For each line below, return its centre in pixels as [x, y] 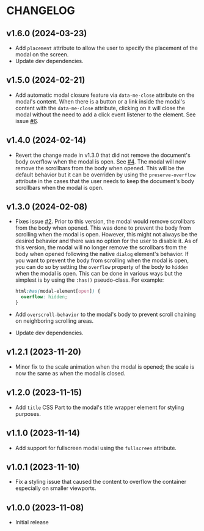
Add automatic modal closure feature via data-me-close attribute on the [105, 95]
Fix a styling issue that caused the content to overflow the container [101, 482]
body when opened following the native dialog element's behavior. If [102, 254]
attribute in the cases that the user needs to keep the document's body [104, 181]
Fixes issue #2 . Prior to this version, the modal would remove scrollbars [105, 222]
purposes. [28, 413]
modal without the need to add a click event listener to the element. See [105, 115]
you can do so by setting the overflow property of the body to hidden [102, 267]
